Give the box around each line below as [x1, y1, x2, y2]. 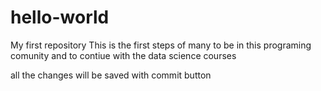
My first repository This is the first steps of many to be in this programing [10, 39, 312, 51]
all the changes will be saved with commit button [10, 69, 212, 81]
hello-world [10, 6, 110, 29]
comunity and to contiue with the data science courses [10, 49, 237, 61]
